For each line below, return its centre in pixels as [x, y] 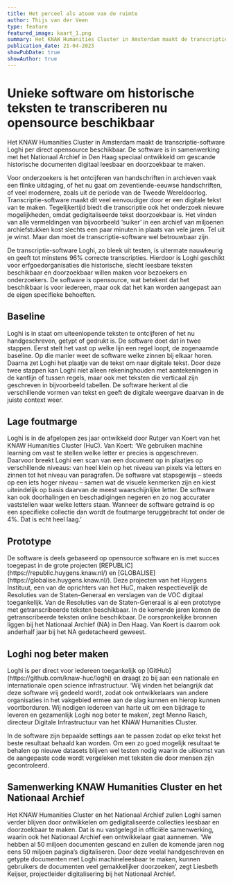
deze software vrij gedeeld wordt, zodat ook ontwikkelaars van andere [108, 692]
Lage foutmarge [42, 421]
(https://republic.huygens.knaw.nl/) [57, 573]
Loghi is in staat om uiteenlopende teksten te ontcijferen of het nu [101, 333]
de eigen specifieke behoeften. [52, 294]
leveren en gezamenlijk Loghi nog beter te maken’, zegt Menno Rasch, [107, 715]
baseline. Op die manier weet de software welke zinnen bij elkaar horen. [110, 355]
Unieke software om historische [101, 93]
